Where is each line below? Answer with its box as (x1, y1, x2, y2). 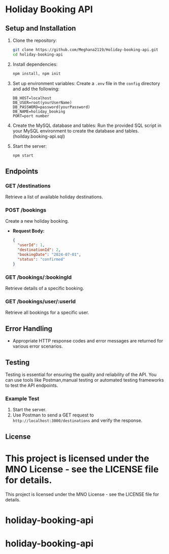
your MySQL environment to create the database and (12, 127, 124, 134)
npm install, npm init (12, 71, 61, 76)
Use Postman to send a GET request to (12, 412, 94, 418)
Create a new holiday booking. (5, 218, 70, 224)
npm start (12, 153, 34, 158)
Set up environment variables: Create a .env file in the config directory (12, 80, 160, 86)
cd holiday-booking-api (12, 52, 63, 57)
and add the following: (12, 86, 60, 92)
